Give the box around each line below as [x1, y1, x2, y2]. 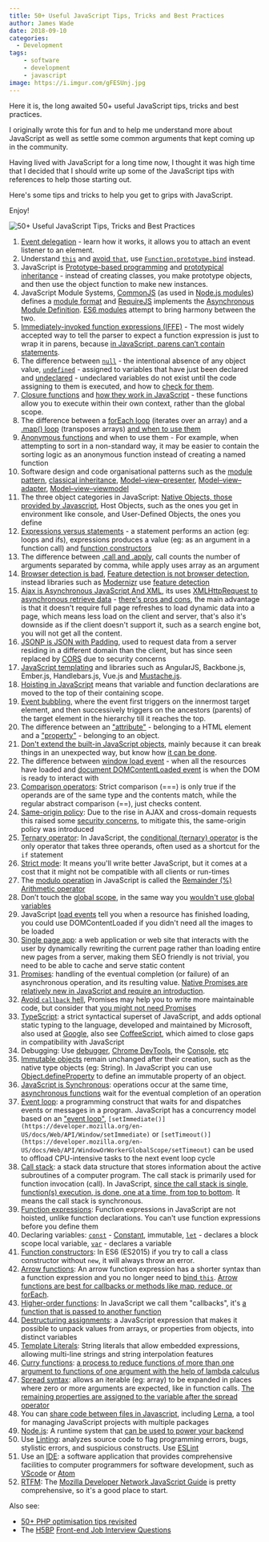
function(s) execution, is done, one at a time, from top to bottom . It [20, 1187, 241, 1197]
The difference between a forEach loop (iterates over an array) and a [20, 415, 248, 425]
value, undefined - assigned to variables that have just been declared [20, 364, 249, 373]
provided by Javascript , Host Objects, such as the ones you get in [20, 500, 239, 510]
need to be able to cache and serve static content [20, 960, 185, 970]
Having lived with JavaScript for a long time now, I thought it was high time [9, 157, 255, 167]
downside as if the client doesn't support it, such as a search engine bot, [20, 620, 261, 629]
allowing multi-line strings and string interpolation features [20, 1349, 215, 1358]
